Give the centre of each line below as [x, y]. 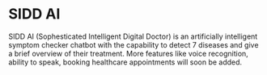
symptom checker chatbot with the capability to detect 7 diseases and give [133, 44]
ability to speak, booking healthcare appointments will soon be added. [125, 62]
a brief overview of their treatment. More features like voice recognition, [128, 53]
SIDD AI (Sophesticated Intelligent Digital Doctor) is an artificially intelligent [133, 36]
